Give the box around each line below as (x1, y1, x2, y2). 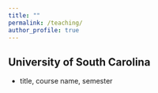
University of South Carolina (8, 55, 151, 69)
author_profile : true (8, 26, 80, 34)
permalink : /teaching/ (8, 19, 83, 27)
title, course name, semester (19, 76, 113, 86)
